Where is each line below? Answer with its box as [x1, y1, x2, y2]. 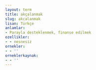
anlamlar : [5, 26, 26, 31]
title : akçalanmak [5, 12, 43, 17]
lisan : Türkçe [5, 21, 34, 26]
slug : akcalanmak [5, 16, 41, 21]
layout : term [5, 7, 32, 12]
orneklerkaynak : [5, 53, 38, 58]
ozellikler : [5, 35, 30, 40]
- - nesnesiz [5, 39, 32, 44]
